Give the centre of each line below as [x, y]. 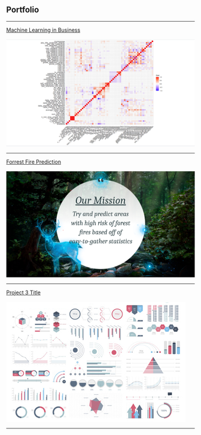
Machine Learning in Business [43, 30]
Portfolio [23, 10]
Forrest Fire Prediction [34, 162]
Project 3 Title [23, 292]
